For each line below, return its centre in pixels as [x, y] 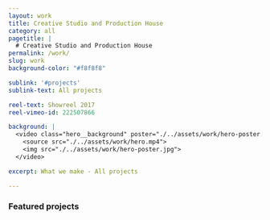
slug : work [27, 61]
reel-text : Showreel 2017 [51, 105]
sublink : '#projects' [45, 83]
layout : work [30, 16]
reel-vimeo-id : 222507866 [51, 112]
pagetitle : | [30, 38]
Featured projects [44, 206]
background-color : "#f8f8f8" [57, 68]
